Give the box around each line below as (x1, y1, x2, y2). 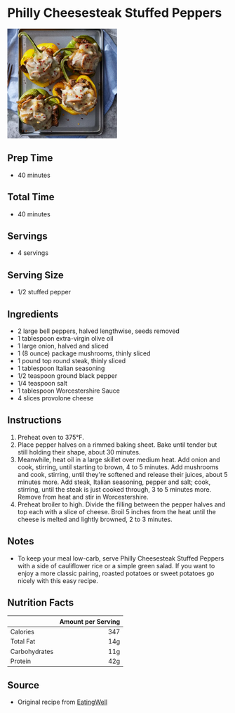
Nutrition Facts (7, 597, 74, 609)
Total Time (7, 191, 55, 203)
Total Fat (10, 637, 36, 646)
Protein (10, 657, 32, 665)
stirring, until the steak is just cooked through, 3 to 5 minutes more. (17, 485, 212, 493)
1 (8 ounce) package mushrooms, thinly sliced (17, 349, 151, 358)
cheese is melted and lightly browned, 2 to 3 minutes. (17, 515, 173, 523)
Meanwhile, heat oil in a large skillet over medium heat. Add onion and (17, 455, 220, 464)
